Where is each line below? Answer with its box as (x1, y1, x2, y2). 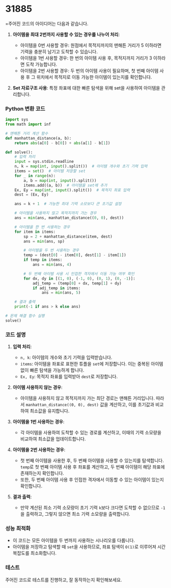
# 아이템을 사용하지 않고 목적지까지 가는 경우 (14, 211, 97, 216)
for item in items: (14, 229, 56, 234)
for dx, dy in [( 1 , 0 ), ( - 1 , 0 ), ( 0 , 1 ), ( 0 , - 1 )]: (23, 276, 136, 281)
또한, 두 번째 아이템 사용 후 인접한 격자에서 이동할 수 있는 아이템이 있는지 (20, 477, 164, 483)
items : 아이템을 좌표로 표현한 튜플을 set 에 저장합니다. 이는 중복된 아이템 (20, 361, 164, 367)
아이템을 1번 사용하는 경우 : (12, 418, 65, 425)
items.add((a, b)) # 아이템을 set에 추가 (23, 183, 107, 188)
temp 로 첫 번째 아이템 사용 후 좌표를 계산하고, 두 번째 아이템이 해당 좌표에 (20, 464, 165, 470)
